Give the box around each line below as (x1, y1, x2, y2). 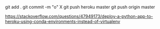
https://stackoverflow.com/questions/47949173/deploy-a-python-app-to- (5, 14, 153, 19)
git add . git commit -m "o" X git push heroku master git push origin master (5, 4, 155, 10)
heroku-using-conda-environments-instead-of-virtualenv (5, 19, 120, 24)
